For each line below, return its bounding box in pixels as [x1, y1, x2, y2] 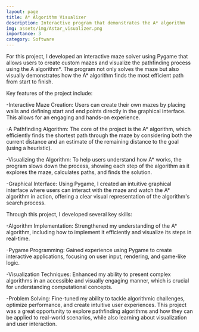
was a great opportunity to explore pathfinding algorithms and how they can [6, 308, 193, 315]
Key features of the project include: [6, 90, 93, 97]
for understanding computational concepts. [6, 284, 113, 290]
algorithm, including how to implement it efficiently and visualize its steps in [6, 229, 192, 235]
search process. [6, 199, 46, 206]
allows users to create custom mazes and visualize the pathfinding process [6, 59, 191, 66]
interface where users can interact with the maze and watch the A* [6, 187, 170, 194]
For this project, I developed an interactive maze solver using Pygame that [6, 53, 188, 60]
